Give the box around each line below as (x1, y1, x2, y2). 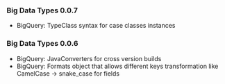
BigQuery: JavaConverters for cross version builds (16, 54, 162, 62)
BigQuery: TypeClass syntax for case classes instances (16, 22, 176, 30)
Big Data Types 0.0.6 (6, 39, 78, 49)
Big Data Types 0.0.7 (6, 6, 78, 15)
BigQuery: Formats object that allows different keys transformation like (16, 62, 219, 70)
